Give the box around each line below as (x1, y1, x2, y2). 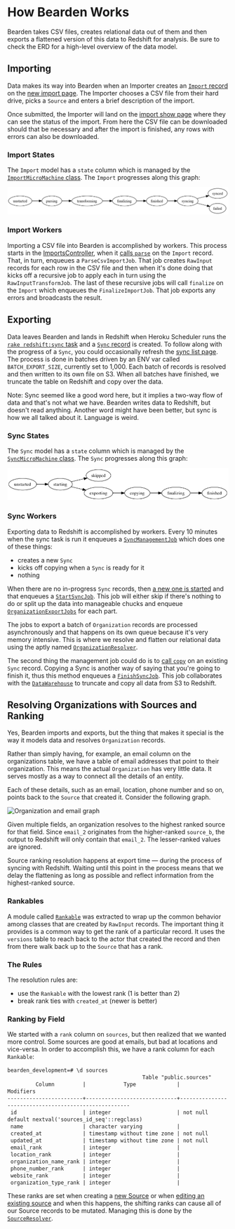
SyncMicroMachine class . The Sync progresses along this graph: (7, 454, 188, 462)
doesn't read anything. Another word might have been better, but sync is (7, 405, 217, 414)
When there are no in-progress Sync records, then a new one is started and (7, 584, 224, 593)
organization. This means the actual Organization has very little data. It (7, 765, 212, 773)
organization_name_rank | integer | (10, 1158, 180, 1166)
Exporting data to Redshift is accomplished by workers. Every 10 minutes (7, 527, 218, 536)
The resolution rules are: (7, 975, 79, 984)
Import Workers (7, 225, 62, 235)
